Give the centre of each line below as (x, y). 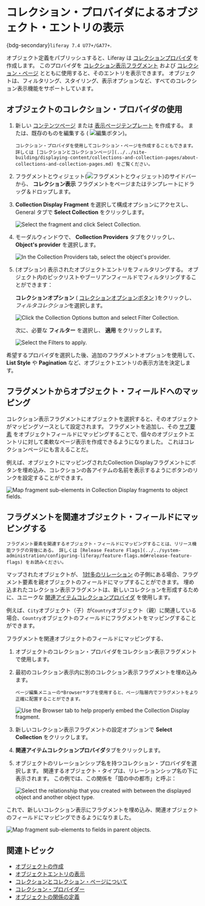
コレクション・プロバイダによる (86, 13)
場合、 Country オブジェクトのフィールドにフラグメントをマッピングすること (101, 618)
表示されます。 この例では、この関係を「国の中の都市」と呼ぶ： (96, 779)
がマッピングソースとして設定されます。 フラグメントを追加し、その (92, 426)
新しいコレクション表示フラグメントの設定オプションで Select (94, 730)
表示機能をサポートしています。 (57, 88)
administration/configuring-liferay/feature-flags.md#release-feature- (99, 556)
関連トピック (31, 850)
